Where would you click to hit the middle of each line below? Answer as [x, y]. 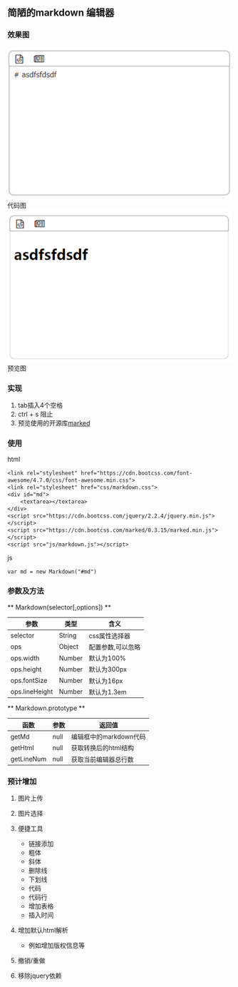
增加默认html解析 [43, 931]
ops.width [25, 658]
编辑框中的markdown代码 [108, 737]
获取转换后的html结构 [102, 748]
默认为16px [106, 681]
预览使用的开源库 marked [54, 423]
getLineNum [29, 759]
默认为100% [107, 658]
